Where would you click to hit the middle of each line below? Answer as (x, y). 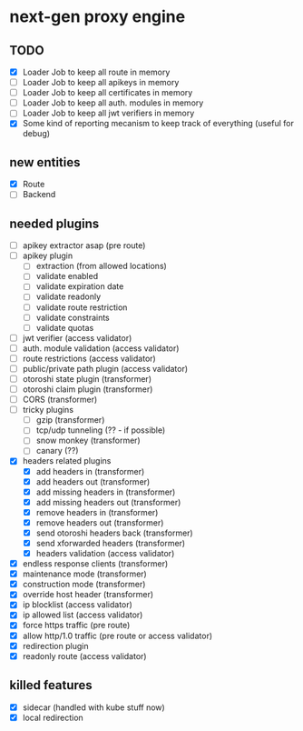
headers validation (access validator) (105, 553)
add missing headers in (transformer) (106, 492)
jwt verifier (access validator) (77, 337)
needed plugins (54, 223)
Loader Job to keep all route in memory (96, 72)
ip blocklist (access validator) (78, 605)
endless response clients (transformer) (95, 564)
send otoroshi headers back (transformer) (114, 533)
